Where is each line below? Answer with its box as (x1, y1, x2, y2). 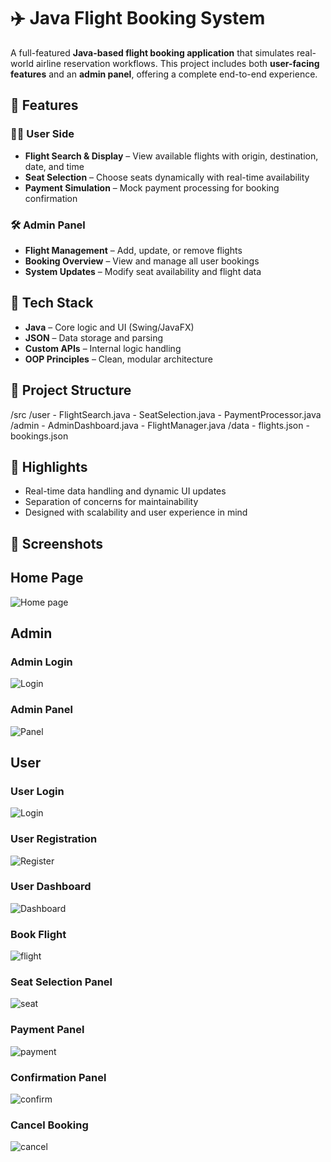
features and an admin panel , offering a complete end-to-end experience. (10, 68, 318, 80)
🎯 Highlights (10, 458, 88, 475)
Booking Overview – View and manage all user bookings (24, 255, 260, 267)
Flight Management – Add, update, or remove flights (24, 244, 243, 256)
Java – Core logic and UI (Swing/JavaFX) (24, 321, 195, 333)
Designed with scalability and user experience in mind (24, 506, 248, 519)
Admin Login (10, 655, 73, 669)
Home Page (10, 570, 84, 587)
